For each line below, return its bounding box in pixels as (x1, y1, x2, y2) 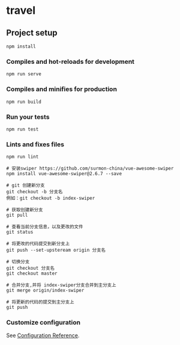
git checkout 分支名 (6, 266, 55, 272)
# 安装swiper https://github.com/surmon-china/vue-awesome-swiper (6, 166, 174, 172)
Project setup (6, 28, 58, 38)
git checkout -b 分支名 (6, 189, 63, 195)
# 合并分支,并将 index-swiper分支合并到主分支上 (6, 282, 116, 288)
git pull (6, 212, 28, 219)
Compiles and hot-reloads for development (6, 57, 135, 66)
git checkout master (6, 270, 58, 277)
